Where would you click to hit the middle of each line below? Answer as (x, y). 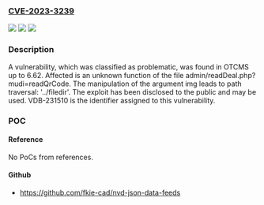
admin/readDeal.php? (221, 75)
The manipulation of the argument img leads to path (157, 84)
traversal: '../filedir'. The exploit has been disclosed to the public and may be (132, 91)
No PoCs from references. (51, 157)
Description (31, 50)
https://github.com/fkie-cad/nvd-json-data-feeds (100, 192)
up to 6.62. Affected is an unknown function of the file (96, 75)
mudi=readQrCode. (40, 84)
